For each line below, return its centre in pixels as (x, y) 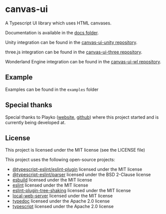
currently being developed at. (35, 122)
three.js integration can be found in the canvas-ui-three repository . (74, 52)
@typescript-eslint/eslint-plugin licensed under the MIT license (77, 169)
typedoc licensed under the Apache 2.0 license (61, 201)
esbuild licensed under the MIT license (52, 180)
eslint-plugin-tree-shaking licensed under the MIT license (72, 191)
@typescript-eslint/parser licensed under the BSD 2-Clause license (82, 175)
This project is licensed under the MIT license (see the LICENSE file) (75, 150)
